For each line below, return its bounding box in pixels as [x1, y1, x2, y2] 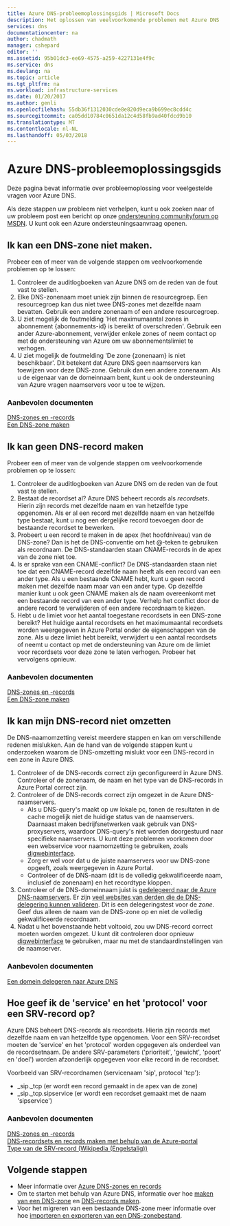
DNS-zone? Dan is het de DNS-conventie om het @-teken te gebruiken [16, 538, 218, 547]
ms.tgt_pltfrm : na [7, 81, 60, 87]
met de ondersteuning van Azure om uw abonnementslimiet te [16, 337, 194, 345]
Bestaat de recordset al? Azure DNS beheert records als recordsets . [16, 494, 209, 503]
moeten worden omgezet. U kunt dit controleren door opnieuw [16, 930, 194, 938]
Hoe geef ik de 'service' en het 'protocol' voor [7, 997, 208, 1008]
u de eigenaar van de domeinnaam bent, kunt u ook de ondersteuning [16, 373, 215, 381]
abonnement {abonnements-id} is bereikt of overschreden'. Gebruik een [16, 322, 222, 330]
